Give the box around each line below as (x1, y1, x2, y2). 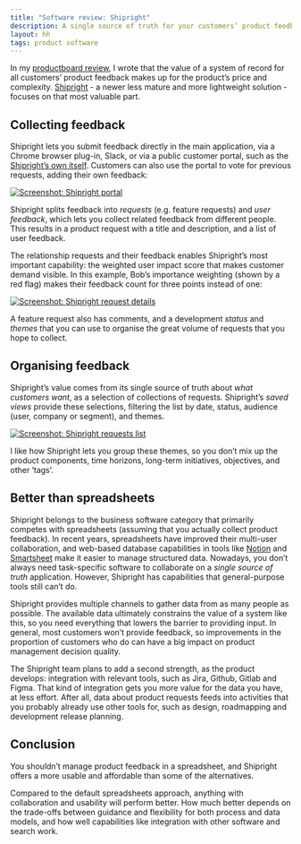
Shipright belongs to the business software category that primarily (10, 514, 255, 525)
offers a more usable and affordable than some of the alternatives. (10, 770, 254, 780)
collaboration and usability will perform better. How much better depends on (10, 797, 291, 807)
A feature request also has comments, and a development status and (10, 314, 264, 324)
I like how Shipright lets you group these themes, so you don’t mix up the (10, 445, 279, 456)
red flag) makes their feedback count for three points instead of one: (10, 279, 263, 289)
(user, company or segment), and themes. (10, 410, 165, 421)
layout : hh (10, 30, 51, 39)
